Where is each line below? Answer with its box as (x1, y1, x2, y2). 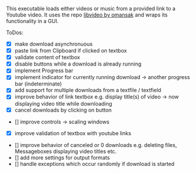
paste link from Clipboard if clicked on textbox (14, 47, 127, 54)
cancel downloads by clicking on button (14, 106, 112, 113)
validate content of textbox (14, 54, 80, 61)
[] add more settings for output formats (14, 154, 110, 161)
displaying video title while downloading (14, 100, 112, 107)
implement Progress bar (14, 67, 74, 74)
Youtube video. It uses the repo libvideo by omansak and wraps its (6, 11, 168, 18)
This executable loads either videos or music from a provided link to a (6, 5, 176, 12)
